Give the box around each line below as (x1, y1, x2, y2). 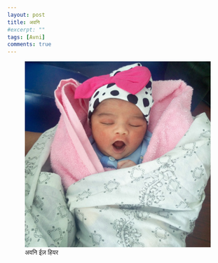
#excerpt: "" (7, 26, 46, 33)
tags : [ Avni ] (7, 34, 46, 41)
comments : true (7, 41, 52, 48)
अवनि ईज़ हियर (25, 248, 59, 257)
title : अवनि (7, 18, 40, 26)
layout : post (7, 11, 46, 18)
